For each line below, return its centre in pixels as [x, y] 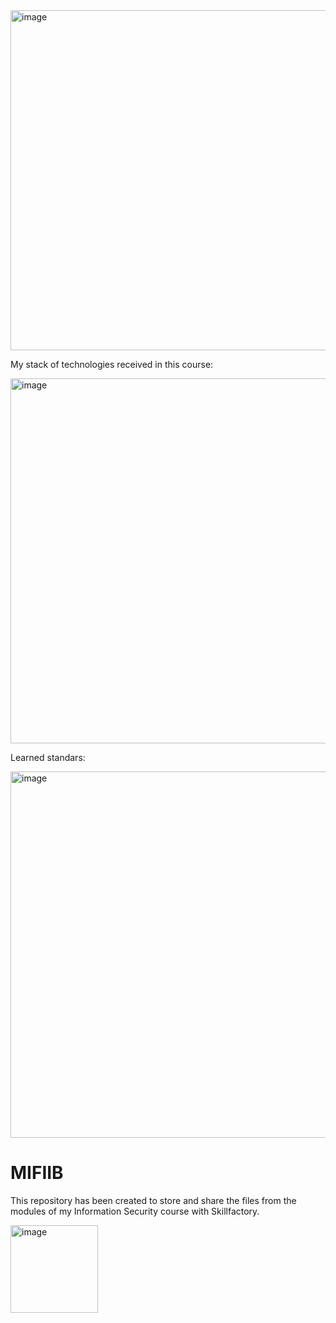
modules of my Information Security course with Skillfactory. [135, 1211]
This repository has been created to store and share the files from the [153, 1200]
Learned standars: [48, 757]
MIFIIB [37, 1173]
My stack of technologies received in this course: [112, 364]
